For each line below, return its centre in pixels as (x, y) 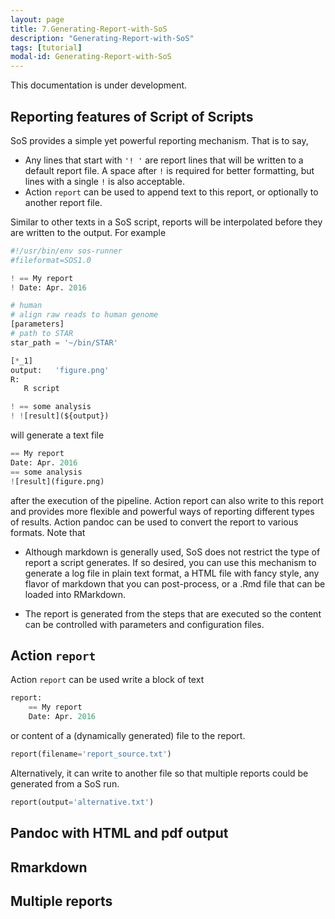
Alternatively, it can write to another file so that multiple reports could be (159, 773)
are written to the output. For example (88, 232)
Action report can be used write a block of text (107, 680)
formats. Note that (48, 532)
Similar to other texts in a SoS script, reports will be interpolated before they (166, 222)
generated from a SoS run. (65, 783)
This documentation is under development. (99, 85)
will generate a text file (57, 435)
